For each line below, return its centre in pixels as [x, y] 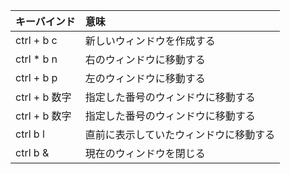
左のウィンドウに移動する [145, 78]
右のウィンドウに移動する [145, 59]
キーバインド [45, 21]
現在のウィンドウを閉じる [145, 153]
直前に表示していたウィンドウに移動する [180, 134]
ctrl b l [30, 134]
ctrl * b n [36, 59]
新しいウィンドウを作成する [150, 41]
